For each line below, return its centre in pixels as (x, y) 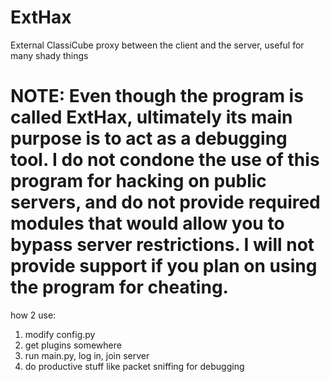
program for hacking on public (138, 181)
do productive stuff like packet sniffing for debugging (134, 366)
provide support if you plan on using (164, 266)
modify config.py (60, 334)
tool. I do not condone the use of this (165, 160)
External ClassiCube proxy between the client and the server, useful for (157, 45)
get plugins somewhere (73, 345)
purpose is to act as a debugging (149, 138)
